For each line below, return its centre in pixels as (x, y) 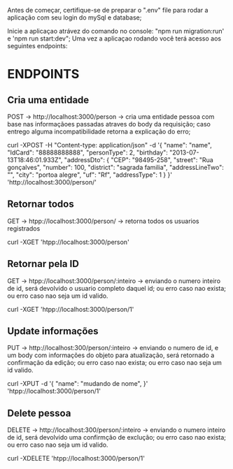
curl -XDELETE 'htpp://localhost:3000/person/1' (76, 459)
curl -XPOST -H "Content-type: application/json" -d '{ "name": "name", (110, 145)
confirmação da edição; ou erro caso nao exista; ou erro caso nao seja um (115, 363)
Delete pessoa (39, 413)
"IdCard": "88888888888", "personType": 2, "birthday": (87, 152)
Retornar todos (41, 204)
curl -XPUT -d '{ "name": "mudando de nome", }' (78, 384)
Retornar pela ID (43, 264)
